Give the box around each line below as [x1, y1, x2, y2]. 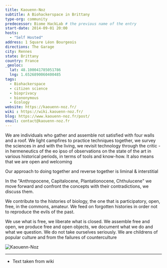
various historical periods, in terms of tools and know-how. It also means [5, 153, 154, 159]
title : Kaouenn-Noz [5, 7, 46, 12]
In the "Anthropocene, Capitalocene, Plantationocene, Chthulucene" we [5, 178, 152, 184]
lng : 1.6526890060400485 [9, 72, 61, 77]
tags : [5, 77, 16, 82]
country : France [5, 58, 39, 63]
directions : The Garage [5, 44, 55, 49]
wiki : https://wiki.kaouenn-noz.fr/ [5, 109, 83, 115]
